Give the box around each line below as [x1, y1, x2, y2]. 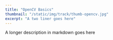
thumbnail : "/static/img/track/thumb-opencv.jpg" [5, 12, 109, 17]
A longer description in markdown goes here [5, 30, 95, 36]
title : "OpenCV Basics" [5, 7, 54, 12]
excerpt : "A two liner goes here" [5, 16, 76, 21]
